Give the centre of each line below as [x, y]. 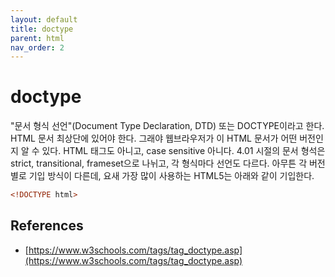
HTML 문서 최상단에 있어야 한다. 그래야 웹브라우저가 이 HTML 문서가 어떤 [154, 138]
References [47, 226]
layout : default [44, 19]
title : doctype [42, 29]
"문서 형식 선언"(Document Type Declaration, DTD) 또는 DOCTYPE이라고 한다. [167, 126]
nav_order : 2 [37, 47]
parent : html [37, 38]
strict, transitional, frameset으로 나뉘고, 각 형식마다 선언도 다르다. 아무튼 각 [159, 163]
